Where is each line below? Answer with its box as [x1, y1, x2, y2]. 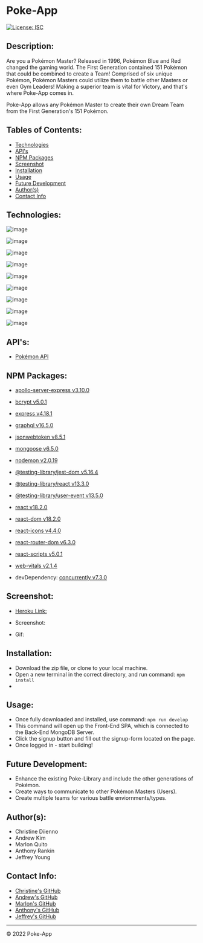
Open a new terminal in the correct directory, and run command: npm [14, 671, 185, 678]
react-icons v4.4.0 [14, 527, 62, 534]
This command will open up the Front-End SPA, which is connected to [14, 723, 189, 730]
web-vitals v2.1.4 [14, 562, 57, 569]
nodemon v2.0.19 [14, 457, 58, 464]
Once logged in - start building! [14, 741, 93, 749]
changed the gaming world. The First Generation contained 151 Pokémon [6, 63, 187, 71]
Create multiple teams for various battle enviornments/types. [14, 794, 167, 802]
